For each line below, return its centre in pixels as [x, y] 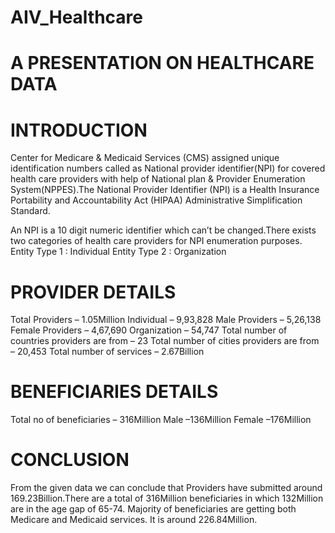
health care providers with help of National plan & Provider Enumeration [158, 179]
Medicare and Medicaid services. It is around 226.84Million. [134, 520]
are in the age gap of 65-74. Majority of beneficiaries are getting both [153, 509]
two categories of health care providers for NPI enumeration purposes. [156, 241]
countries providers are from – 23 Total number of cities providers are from [165, 341]
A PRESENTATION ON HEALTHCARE [162, 63]
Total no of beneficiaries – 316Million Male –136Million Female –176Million [161, 420]
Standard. [30, 211]
